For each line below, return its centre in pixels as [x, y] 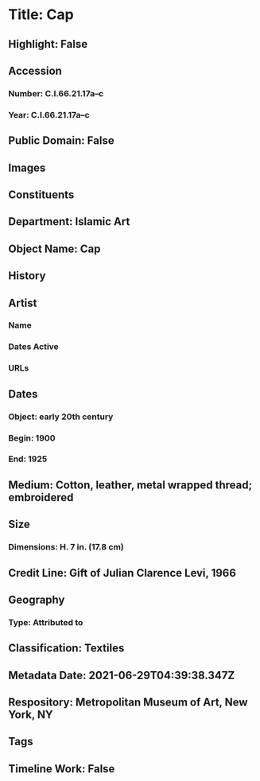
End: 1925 [28, 459]
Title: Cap [41, 15]
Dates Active [34, 347]
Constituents [41, 194]
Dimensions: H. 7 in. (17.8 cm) [66, 547]
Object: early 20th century [61, 417]
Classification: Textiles [66, 649]
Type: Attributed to [46, 622]
